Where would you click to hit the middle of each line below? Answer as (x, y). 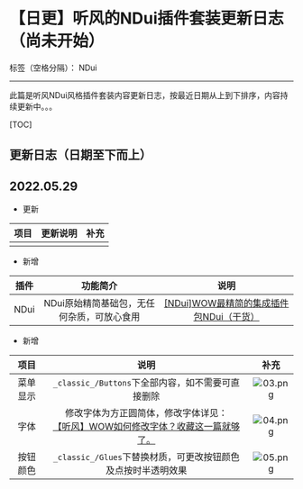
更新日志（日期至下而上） (80, 155)
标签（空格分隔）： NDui (53, 68)
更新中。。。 (37, 106)
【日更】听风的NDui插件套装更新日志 (147, 18)
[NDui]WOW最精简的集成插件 (226, 303)
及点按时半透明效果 (146, 471)
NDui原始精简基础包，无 (95, 303)
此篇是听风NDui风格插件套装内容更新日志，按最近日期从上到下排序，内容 (145, 95)
